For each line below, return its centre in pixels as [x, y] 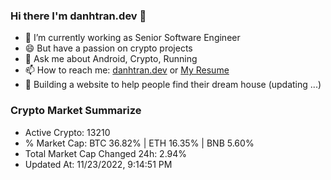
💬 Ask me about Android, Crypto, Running [111, 59]
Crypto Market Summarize [76, 111]
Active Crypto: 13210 [67, 132]
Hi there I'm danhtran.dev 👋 [78, 16]
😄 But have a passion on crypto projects [108, 48]
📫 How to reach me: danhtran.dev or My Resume [127, 70]
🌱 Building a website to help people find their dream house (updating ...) [173, 85]
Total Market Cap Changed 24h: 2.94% [106, 153]
